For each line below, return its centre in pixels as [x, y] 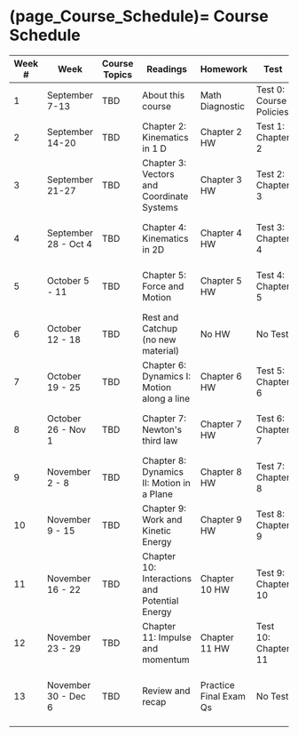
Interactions [167, 578]
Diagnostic [223, 106]
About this [163, 95]
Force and [163, 286]
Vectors [158, 173]
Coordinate [165, 196]
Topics [118, 75]
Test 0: [271, 89]
